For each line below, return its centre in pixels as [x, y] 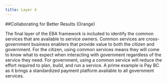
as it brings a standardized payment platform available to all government [79, 71]
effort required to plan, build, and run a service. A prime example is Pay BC [82, 65]
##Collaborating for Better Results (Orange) [50, 24]
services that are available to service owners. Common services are [75, 39]
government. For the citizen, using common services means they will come [82, 49]
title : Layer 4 [21, 10]
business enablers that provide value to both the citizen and [93, 44]
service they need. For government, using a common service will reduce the [84, 60]
